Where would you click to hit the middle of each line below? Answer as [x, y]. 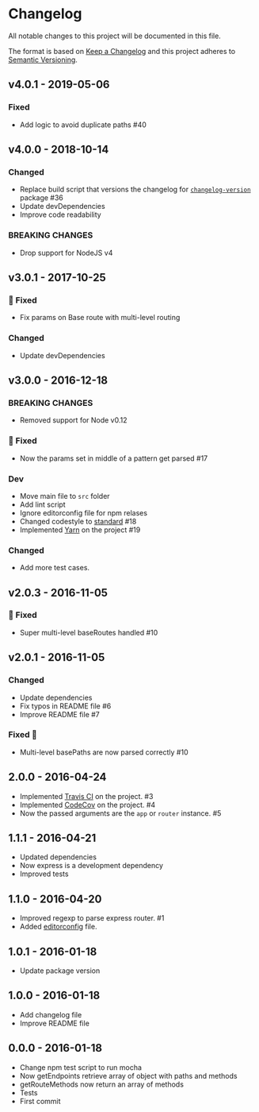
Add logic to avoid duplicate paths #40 [83, 125]
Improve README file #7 [60, 714]
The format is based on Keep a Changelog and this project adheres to [122, 51]
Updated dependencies [58, 857]
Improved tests [44, 874]
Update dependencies [56, 697]
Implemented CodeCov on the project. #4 [88, 805]
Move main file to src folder [65, 496]
